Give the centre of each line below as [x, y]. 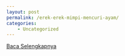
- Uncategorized [38, 29]
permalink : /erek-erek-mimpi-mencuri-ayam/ [63, 18]
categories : [21, 23]
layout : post [23, 12]
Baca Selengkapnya [32, 46]
